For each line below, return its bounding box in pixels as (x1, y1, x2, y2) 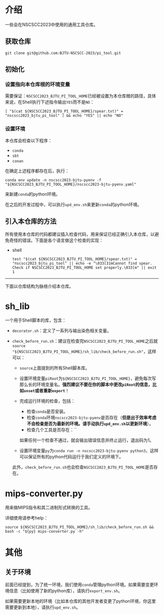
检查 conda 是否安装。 (26, 408, 68, 414)
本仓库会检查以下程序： (5, 138, 52, 143)
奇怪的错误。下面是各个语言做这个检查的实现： (9, 237, 103, 243)
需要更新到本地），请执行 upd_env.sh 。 (5, 604, 81, 610)
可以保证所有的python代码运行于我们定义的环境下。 (19, 454, 123, 460)
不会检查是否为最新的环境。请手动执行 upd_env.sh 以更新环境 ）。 (26, 421, 154, 426)
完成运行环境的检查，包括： (19, 398, 76, 404)
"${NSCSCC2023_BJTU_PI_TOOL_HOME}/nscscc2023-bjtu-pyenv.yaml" (5, 182, 137, 187)
